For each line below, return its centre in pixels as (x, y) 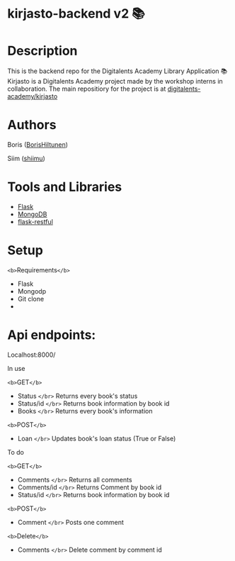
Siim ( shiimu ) (27, 159)
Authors (32, 125)
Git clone (31, 299)
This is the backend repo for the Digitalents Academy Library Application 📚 (117, 71)
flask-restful (35, 222)
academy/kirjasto (33, 96)
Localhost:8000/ (31, 355)
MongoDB (32, 214)
